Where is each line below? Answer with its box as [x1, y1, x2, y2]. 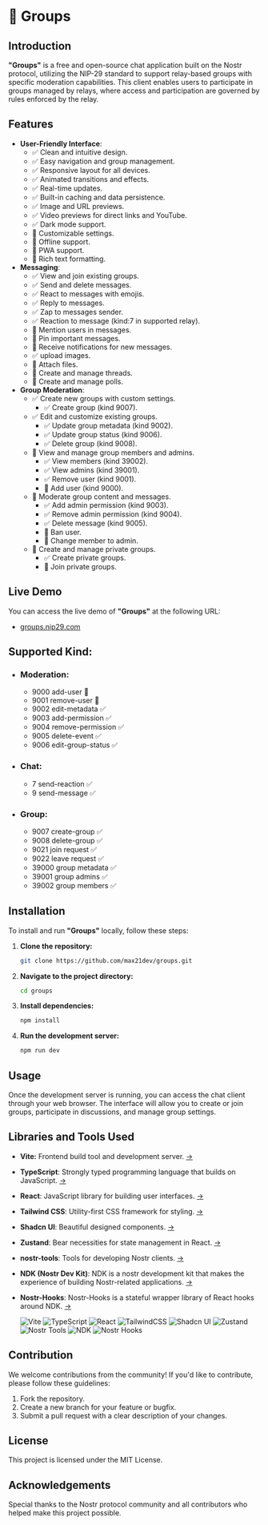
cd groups [19, 987, 54, 995]
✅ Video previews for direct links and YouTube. [31, 210, 188, 219]
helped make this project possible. [8, 1508, 122, 1518]
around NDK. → [19, 1301, 72, 1310]
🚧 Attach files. [31, 360, 78, 369]
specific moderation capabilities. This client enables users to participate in [8, 78, 254, 87]
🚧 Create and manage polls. [31, 376, 124, 386]
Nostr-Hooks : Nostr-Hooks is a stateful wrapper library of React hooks [19, 1293, 254, 1302]
